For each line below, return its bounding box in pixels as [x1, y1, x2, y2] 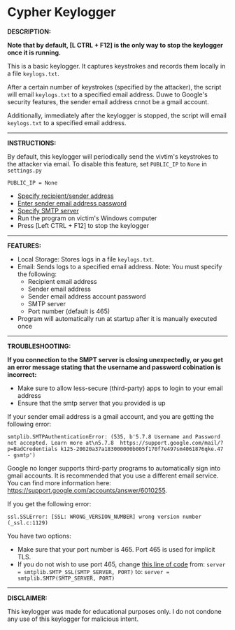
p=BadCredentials [7, 445, 58, 452]
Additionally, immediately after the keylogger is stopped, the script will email [7, 111, 227, 120]
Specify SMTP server [17, 206, 79, 215]
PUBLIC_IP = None [7, 179, 58, 186]
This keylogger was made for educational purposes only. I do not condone [7, 607, 222, 615]
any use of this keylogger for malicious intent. [7, 615, 138, 623]
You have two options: [7, 531, 72, 540]
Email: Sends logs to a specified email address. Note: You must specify [17, 262, 222, 271]
